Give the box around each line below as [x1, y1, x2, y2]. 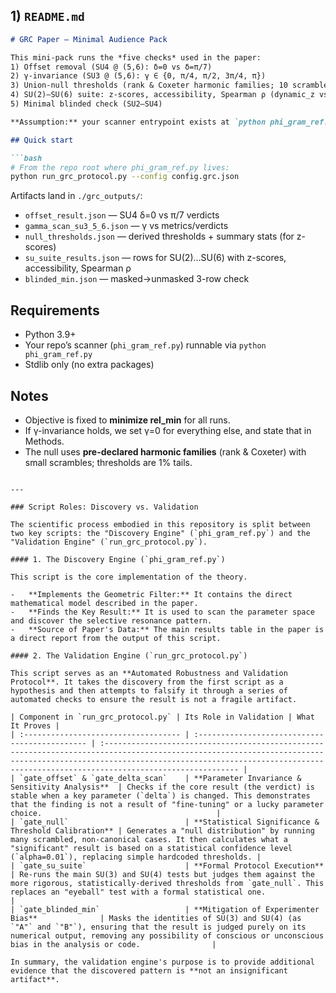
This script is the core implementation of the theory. [10, 572, 248, 582]
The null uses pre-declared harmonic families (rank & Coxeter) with [24, 445, 307, 458]
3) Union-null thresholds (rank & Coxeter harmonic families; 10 [10, 80, 288, 91]
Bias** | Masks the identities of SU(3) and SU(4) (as [10, 913, 302, 923]
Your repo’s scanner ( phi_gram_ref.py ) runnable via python [24, 339, 267, 351]
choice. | [10, 808, 222, 818]
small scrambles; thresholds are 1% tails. [24, 456, 193, 468]
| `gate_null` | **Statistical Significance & [10, 817, 320, 827]
